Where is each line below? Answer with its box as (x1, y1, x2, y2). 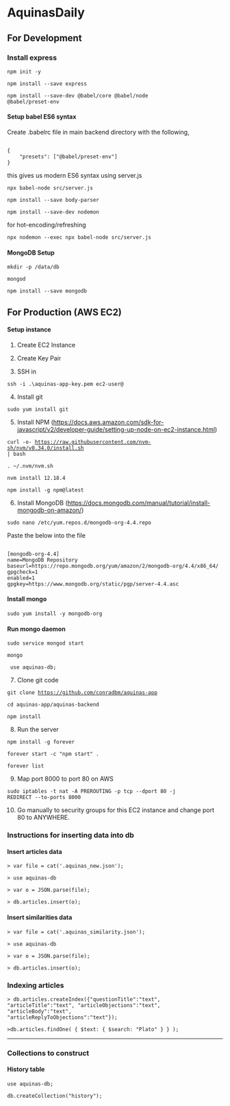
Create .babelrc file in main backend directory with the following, (7, 128, 190, 137)
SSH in (16, 367, 36, 376)
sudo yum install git (7, 406, 69, 413)
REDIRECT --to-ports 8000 (7, 794, 81, 801)
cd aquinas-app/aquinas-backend (7, 702, 99, 708)
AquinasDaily (7, 5, 86, 21)
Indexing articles (7, 980, 64, 990)
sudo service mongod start (7, 640, 84, 647)
